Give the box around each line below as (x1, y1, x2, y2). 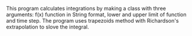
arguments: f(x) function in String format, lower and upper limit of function (6, 11, 187, 18)
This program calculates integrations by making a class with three (6, 5, 167, 12)
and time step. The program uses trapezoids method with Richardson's (6, 17, 179, 24)
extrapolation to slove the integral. (6, 23, 90, 30)
